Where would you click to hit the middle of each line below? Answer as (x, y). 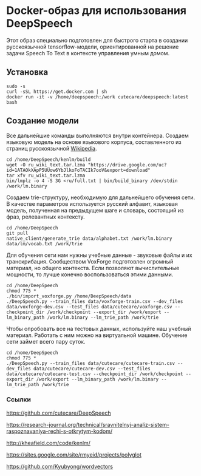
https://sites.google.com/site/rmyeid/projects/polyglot (74, 454)
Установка (27, 73)
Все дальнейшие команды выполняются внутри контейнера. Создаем (98, 135)
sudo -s (16, 86)
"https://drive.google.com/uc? (127, 165)
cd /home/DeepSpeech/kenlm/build (49, 159)
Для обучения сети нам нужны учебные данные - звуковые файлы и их (99, 255)
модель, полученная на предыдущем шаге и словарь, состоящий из (95, 210)
